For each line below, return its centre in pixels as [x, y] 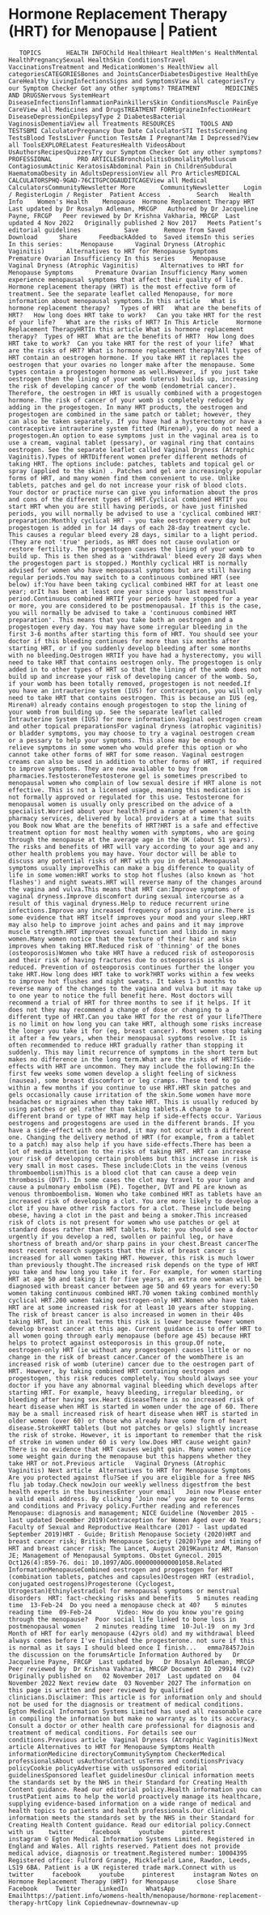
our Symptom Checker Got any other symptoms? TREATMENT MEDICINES [133, 88]
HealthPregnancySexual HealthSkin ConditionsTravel [97, 60]
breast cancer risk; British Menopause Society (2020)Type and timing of [135, 1541]
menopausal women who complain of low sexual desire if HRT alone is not [135, 783]
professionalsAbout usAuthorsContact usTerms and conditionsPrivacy [126, 1761]
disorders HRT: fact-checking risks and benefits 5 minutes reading [133, 1598]
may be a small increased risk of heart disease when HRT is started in [133, 1414]
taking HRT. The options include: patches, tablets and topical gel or [131, 464]
